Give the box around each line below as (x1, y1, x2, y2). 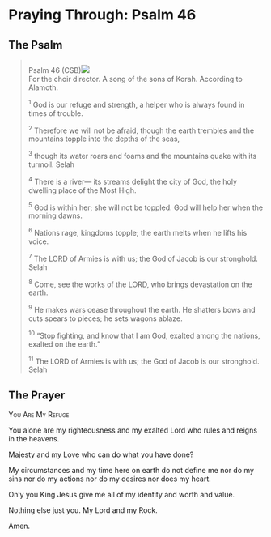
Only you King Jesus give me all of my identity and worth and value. (8, 490, 235, 500)
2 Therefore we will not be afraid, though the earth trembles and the (28, 124, 255, 135)
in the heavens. (8, 434, 60, 444)
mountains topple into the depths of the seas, (28, 134, 180, 143)
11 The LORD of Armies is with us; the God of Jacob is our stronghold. (28, 355, 260, 366)
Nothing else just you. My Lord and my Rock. (8, 505, 158, 515)
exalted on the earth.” (28, 339, 101, 349)
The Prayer (8, 388, 66, 402)
